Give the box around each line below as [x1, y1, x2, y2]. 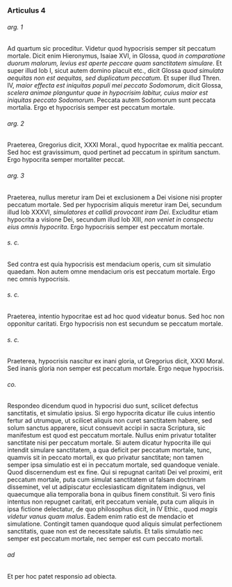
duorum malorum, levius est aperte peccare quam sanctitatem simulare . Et [7, 59, 222, 67]
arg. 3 [7, 171, 24, 179]
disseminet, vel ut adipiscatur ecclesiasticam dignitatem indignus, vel [7, 483, 206, 491]
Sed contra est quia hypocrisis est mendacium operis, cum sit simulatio [7, 260, 211, 268]
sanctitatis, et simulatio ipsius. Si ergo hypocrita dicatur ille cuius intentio [7, 409, 215, 417]
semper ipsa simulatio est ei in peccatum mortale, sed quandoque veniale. [7, 461, 220, 469]
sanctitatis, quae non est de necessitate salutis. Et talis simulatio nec [7, 527, 204, 536]
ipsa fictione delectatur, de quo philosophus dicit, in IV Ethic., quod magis [7, 505, 218, 513]
